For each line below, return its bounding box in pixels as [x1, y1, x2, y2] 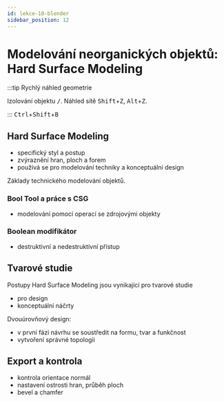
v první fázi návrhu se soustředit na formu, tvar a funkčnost [17, 328, 186, 336]
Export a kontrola [7, 356, 83, 368]
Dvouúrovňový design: [7, 314, 72, 323]
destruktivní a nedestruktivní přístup [17, 242, 120, 250]
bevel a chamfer [17, 388, 63, 396]
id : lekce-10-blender [7, 10, 70, 17]
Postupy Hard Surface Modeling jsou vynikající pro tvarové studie [7, 281, 193, 289]
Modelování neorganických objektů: [7, 46, 218, 62]
